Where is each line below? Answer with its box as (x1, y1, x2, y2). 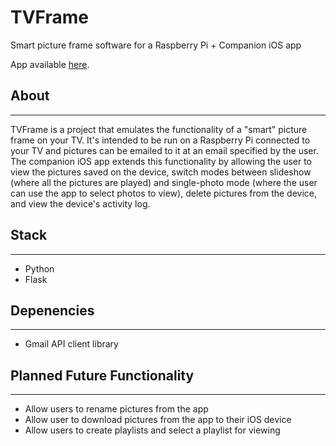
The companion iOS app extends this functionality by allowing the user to (10, 155, 313, 167)
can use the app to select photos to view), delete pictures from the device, (10, 187, 318, 199)
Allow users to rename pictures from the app (24, 403, 209, 415)
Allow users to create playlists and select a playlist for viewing (24, 424, 281, 436)
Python (24, 262, 55, 275)
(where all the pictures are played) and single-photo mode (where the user (10, 176, 318, 188)
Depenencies (10, 302, 95, 319)
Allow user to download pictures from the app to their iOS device (24, 414, 292, 426)
